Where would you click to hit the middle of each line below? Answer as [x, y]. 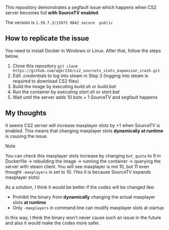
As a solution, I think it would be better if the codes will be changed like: [80, 187]
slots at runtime [29, 202]
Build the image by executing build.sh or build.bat [64, 86]
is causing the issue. [27, 136]
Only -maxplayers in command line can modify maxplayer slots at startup [88, 208]
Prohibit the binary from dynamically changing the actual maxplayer [84, 197]
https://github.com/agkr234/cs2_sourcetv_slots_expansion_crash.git [86, 70]
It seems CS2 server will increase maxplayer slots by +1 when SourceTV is [83, 125]
